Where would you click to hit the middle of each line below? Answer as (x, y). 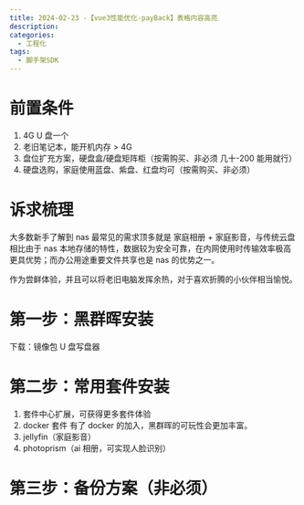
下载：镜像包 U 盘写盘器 (55, 346)
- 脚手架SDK (38, 60)
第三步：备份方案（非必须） (114, 488)
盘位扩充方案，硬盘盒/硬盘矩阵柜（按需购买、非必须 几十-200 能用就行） (159, 158)
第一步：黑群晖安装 (82, 320)
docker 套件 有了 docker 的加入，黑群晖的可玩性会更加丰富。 (137, 425)
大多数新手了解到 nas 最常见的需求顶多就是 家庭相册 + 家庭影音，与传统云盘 (152, 237)
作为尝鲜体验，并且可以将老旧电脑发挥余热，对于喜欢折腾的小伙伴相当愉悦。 (153, 279)
